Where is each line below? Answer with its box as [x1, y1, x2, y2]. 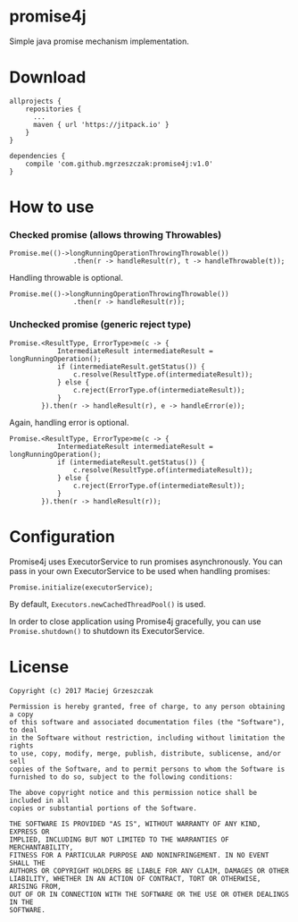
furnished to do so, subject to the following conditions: [9, 772, 234, 782]
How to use [9, 197, 95, 217]
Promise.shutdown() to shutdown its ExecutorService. [9, 625, 205, 636]
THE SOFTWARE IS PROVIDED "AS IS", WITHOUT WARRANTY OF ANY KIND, [9, 819, 261, 828]
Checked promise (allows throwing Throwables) [9, 228, 222, 241]
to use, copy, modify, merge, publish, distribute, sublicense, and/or [9, 749, 281, 757]
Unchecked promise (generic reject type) [9, 318, 192, 331]
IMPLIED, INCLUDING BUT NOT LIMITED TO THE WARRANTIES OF [9, 834, 229, 844]
